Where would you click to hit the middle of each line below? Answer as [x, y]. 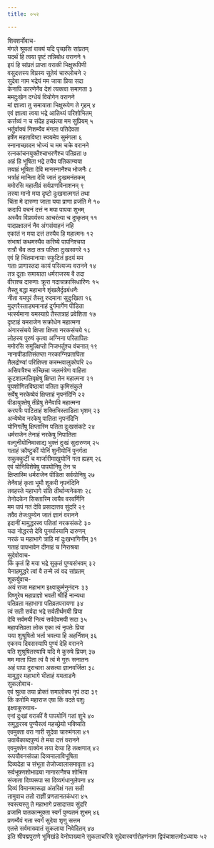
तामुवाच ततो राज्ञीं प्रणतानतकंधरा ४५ [47, 796]
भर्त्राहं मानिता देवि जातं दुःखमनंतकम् [46, 177]
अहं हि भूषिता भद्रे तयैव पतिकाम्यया [45, 161]
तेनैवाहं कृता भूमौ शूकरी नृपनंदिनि [44, 482]
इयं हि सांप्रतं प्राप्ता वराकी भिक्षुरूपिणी [47, 64]
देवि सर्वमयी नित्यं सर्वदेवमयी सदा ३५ [47, 619]
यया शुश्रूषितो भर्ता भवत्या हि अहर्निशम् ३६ [52, 635]
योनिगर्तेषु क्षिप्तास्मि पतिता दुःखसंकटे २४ [51, 427]
